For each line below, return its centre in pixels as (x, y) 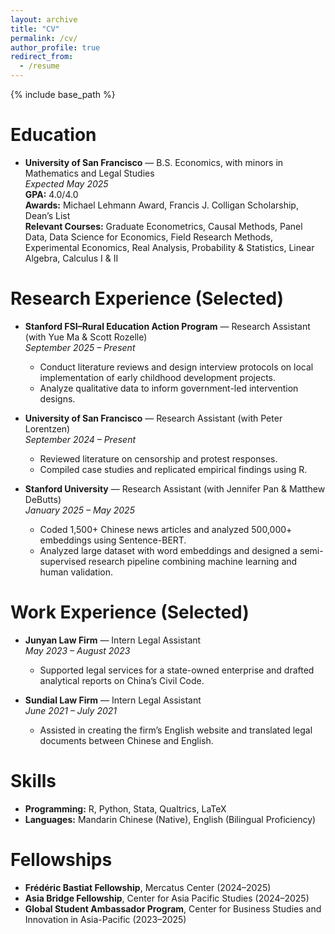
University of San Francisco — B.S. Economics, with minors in (154, 162)
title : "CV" (35, 29)
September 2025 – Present (80, 347)
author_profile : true (55, 47)
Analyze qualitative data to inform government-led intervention (169, 388)
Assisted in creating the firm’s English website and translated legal (176, 730)
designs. (57, 398)
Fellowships (61, 859)
